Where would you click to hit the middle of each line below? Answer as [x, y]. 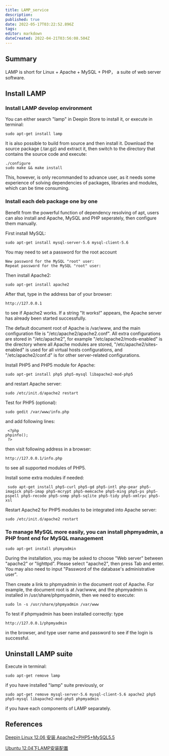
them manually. [21, 223]
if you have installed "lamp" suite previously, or [54, 685]
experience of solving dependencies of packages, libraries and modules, [82, 183]
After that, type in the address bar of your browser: [59, 294]
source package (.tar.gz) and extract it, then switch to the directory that [80, 149]
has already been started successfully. [46, 318]
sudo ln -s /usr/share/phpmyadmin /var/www [52, 604]
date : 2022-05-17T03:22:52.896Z [39, 24]
